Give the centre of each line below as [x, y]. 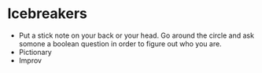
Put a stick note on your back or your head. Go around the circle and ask [137, 35]
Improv [30, 60]
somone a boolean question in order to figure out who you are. [120, 43]
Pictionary [35, 52]
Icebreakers [47, 14]
